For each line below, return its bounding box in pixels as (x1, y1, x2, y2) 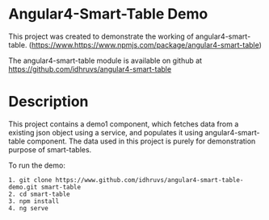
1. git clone (8, 176, 53, 184)
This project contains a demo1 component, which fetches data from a (8, 118, 239, 129)
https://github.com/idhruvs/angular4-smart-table (8, 64, 172, 73)
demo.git (8, 183, 38, 191)
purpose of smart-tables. (8, 144, 92, 154)
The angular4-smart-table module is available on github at (8, 56, 203, 65)
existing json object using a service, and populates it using (8, 127, 204, 137)
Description (8, 93, 89, 111)
